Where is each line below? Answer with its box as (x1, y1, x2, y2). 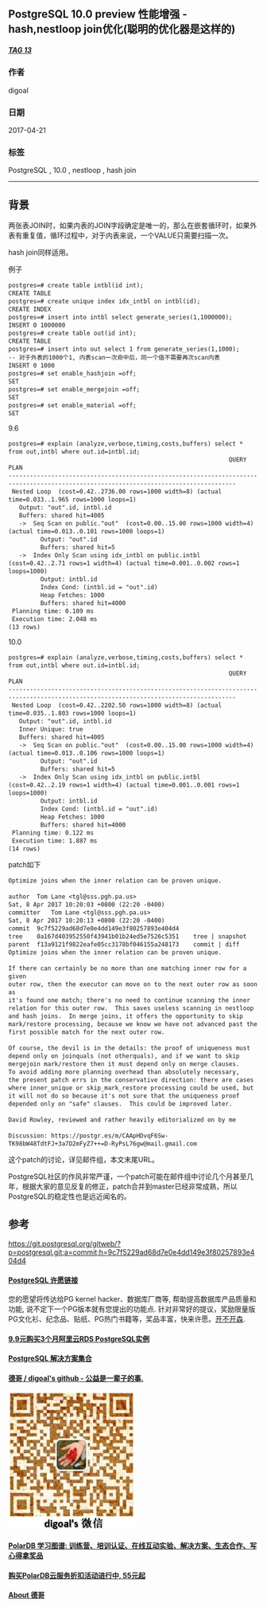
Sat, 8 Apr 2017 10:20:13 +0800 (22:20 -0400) (8, 917, 165, 925)
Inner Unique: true (18, 725, 83, 733)
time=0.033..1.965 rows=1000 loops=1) (8, 496, 137, 504)
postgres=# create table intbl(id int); (8, 281, 145, 289)
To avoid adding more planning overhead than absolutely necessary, (8, 1068, 240, 1076)
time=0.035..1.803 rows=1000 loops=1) (8, 709, 137, 717)
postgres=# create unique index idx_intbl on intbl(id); (8, 297, 201, 305)
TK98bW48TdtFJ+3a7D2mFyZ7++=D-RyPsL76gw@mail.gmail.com (8, 1140, 197, 1148)
